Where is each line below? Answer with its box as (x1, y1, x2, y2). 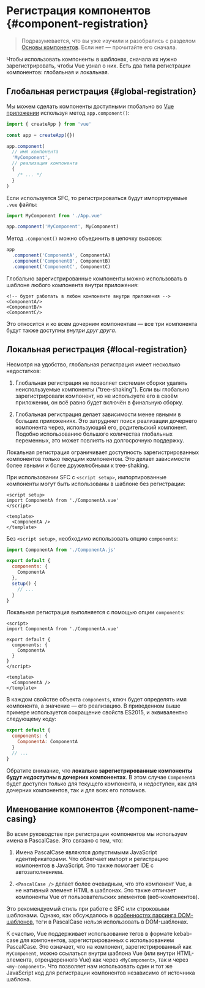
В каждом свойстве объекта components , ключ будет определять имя (6, 696, 187, 703)
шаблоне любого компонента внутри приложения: (6, 281, 139, 288)
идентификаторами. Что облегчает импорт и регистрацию (15, 855, 169, 862)
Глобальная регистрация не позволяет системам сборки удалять (15, 379, 188, 387)
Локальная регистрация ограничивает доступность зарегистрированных (6, 449, 199, 456)
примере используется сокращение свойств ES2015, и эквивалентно (6, 709, 188, 716)
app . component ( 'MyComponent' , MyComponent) (6, 223, 119, 230)
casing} (6, 814, 37, 824)
